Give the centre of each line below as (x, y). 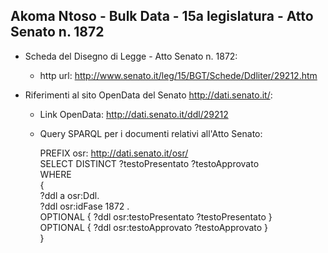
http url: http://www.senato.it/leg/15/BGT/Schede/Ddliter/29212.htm (178, 75)
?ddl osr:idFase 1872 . (84, 206)
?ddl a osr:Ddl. (69, 195)
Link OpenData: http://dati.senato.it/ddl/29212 (134, 114)
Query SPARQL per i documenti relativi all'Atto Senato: (151, 133)
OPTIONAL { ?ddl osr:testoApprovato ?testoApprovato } (154, 227)
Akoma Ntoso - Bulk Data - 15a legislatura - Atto (162, 16)
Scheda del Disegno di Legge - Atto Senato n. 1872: (131, 56)
